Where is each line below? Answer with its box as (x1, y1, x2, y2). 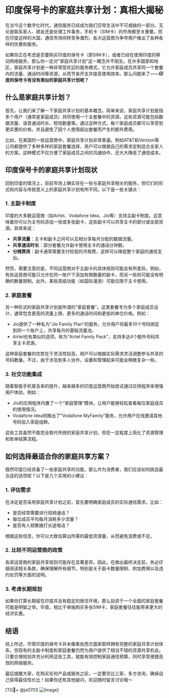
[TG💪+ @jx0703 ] (5, 686, 59, 692)
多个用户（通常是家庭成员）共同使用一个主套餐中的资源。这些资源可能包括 (5, 114, 159, 120)
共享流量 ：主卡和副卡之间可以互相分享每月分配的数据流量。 (12, 236, 136, 242)
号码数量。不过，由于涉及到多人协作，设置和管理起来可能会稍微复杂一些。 (5, 357, 159, 363)
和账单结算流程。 (5, 436, 41, 442)
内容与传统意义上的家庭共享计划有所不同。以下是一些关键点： (14, 186, 141, 192)
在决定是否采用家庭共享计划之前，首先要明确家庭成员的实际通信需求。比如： (5, 499, 163, 505)
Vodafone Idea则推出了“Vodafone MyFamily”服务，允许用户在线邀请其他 (12, 413, 162, 419)
